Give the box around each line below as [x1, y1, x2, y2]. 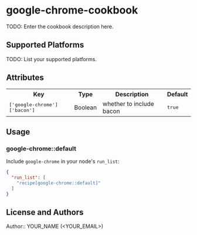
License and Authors [6, 207, 84, 217]
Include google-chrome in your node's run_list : [6, 158, 120, 165]
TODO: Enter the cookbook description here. [6, 23, 114, 30]
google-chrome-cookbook [6, 4, 138, 17]
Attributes [6, 73, 44, 83]
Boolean [74, 103, 97, 112]
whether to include [102, 99, 154, 108]
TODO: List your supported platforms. [6, 55, 97, 62]
